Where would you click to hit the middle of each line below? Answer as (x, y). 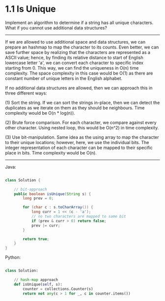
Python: (13, 257)
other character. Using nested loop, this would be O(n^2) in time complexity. (82, 127)
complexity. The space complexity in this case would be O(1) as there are (79, 73)
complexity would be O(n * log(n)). (40, 113)
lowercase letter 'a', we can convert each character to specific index (74, 63)
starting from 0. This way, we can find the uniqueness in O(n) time (72, 68)
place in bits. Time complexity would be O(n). (51, 152)
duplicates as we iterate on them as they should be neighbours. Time (75, 108)
